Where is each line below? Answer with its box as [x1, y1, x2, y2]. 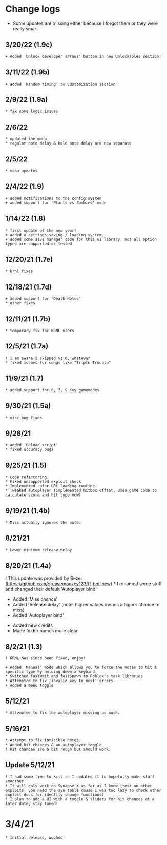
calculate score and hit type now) [5, 492, 81, 498]
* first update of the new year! [5, 228, 77, 233]
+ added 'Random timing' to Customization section [5, 81, 116, 87]
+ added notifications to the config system [5, 196, 102, 201]
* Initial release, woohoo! [5, 835, 66, 840]
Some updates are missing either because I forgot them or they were [12, 20, 158, 26]
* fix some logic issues [5, 109, 58, 114]
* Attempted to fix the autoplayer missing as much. [5, 710, 120, 715]
